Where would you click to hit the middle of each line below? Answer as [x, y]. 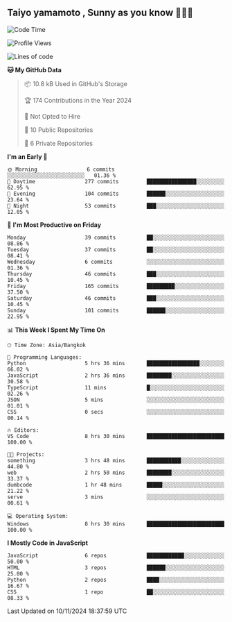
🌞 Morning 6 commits [61, 169]
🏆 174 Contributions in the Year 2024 [78, 100]
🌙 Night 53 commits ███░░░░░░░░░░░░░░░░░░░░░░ [116, 205]
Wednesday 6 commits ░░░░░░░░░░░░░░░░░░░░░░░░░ [116, 262]
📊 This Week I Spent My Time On [56, 330]
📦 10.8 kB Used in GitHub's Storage [76, 83]
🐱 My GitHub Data [35, 69]
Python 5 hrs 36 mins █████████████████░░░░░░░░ [116, 363]
